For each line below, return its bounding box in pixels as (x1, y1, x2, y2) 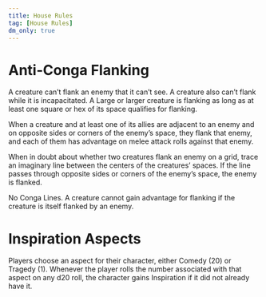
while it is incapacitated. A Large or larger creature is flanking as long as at (8, 96, 254, 105)
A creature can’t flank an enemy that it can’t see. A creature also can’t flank (8, 87, 256, 97)
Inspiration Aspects (8, 229, 141, 247)
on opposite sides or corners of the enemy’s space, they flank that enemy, (8, 129, 253, 138)
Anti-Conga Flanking (8, 61, 149, 79)
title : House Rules (8, 11, 73, 20)
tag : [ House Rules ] (8, 19, 73, 27)
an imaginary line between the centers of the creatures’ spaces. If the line (8, 160, 252, 170)
